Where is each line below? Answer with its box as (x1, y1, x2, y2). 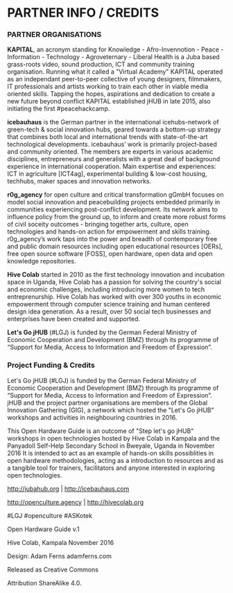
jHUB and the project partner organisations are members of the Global (7, 398, 208, 407)
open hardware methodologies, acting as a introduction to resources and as (7, 456, 224, 464)
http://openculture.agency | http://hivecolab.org (7, 498, 144, 506)
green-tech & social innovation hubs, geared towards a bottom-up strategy (7, 125, 221, 133)
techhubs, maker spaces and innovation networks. (7, 177, 152, 186)
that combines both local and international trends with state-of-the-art (7, 133, 208, 141)
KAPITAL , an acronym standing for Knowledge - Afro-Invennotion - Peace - (7, 45, 224, 54)
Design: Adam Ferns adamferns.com (7, 551, 112, 560)
